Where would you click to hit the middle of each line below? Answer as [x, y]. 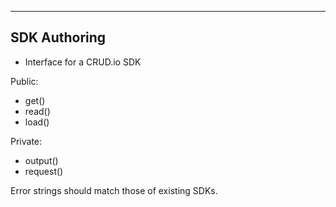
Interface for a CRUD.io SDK [83, 62]
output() [41, 160]
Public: [24, 81]
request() [44, 171]
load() [37, 122]
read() [37, 111]
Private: [26, 141]
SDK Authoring [58, 37]
